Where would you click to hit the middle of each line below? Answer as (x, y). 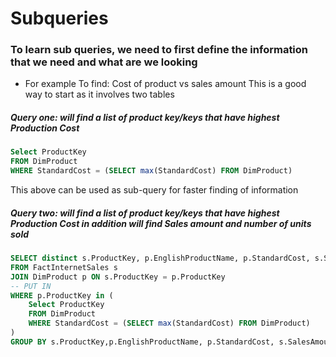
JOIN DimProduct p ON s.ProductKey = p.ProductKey (118, 277)
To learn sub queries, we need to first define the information (159, 50)
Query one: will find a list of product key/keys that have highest (145, 118)
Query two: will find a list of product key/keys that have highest (145, 213)
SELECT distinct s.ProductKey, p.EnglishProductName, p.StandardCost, (160, 258)
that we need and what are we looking (104, 62)
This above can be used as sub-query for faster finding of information (154, 190)
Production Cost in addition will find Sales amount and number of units (161, 223)
